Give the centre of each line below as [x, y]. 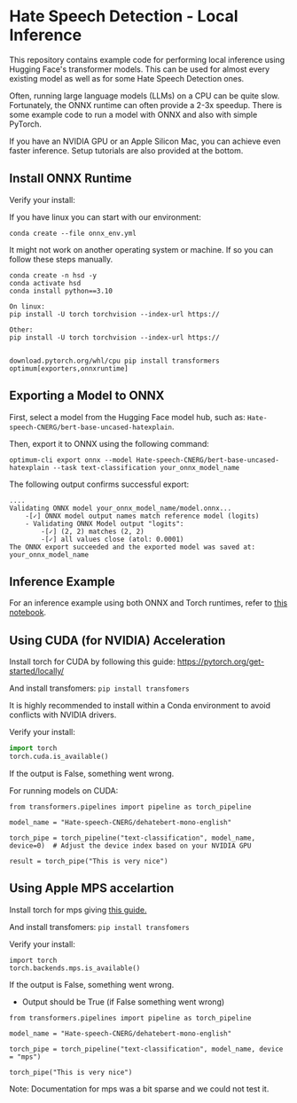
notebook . [28, 613]
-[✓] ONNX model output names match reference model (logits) [142, 516]
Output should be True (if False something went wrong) [123, 1001]
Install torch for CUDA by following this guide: [92, 661]
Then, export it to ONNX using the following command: [109, 443]
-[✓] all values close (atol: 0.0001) [113, 539]
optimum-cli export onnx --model [71, 460]
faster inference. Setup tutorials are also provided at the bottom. [126, 150]
